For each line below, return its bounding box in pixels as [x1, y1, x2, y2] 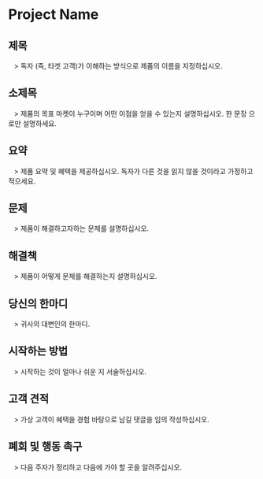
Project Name [8, 6, 99, 24]
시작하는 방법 [8, 344, 69, 358]
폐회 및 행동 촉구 [8, 440, 83, 454]
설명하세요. [22, 118, 57, 128]
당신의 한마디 [8, 297, 69, 310]
